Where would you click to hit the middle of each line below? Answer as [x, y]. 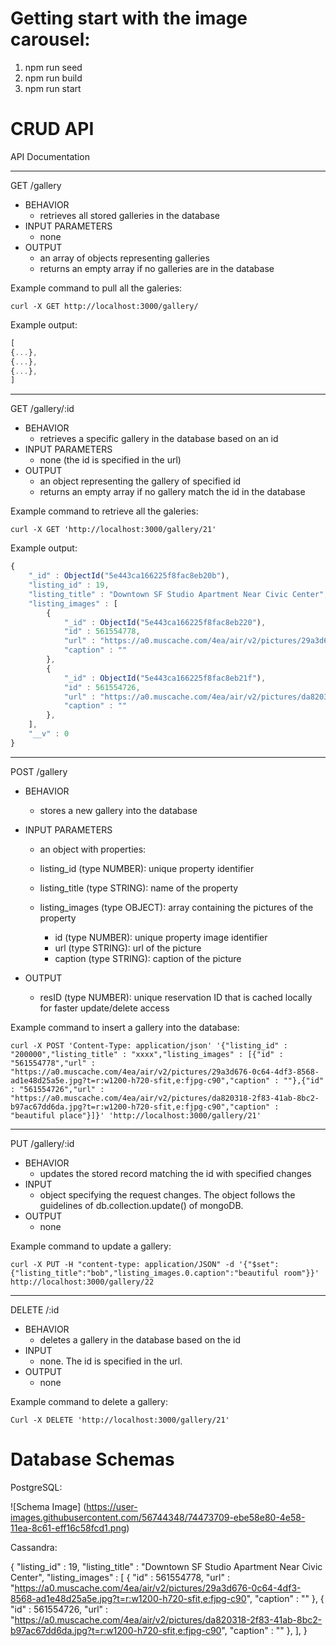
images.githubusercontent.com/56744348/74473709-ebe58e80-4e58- [158, 1517]
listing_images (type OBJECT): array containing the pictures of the [176, 907]
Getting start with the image [129, 18]
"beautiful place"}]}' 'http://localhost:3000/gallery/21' [136, 1115]
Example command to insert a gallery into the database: [125, 1027]
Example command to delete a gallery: [89, 1401]
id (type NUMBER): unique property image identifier [161, 937]
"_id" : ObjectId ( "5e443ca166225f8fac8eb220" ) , [165, 622]
